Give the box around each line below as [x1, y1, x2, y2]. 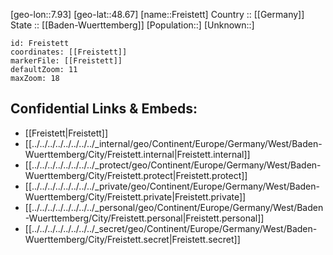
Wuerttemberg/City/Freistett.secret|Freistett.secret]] [24, 233, 241, 245]
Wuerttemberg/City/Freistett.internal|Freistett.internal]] [24, 148, 251, 160]
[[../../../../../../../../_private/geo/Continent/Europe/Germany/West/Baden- [24, 180, 320, 192]
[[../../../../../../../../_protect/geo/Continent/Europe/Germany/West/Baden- [24, 159, 322, 171]
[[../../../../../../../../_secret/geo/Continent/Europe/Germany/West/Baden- [24, 222, 318, 234]
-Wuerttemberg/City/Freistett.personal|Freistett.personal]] [24, 212, 265, 224]
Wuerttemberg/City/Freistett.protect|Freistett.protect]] [24, 169, 248, 181]
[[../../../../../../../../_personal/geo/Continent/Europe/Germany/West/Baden [24, 201, 324, 213]
